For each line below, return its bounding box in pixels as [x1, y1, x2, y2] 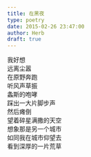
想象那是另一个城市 [7, 125, 62, 133]
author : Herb [7, 29, 45, 37]
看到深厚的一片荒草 [7, 142, 62, 151]
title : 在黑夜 [7, 10, 45, 17]
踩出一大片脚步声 [7, 99, 56, 107]
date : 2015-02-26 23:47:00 [7, 23, 85, 30]
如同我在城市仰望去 [7, 133, 62, 142]
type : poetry [7, 17, 45, 24]
